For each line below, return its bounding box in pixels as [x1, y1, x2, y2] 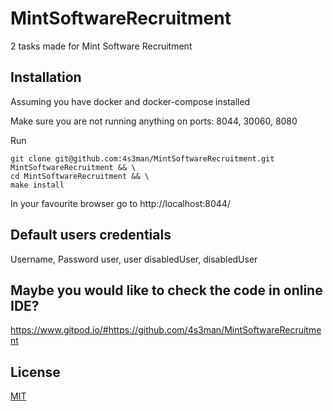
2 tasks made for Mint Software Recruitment [10, 40, 193, 52]
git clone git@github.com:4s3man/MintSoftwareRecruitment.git [10, 153, 275, 164]
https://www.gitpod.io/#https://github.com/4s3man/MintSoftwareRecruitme [10, 324, 322, 336]
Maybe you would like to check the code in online [10, 282, 323, 299]
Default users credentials [10, 227, 172, 244]
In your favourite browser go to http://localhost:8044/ [10, 197, 231, 209]
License [10, 363, 61, 381]
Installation [10, 69, 82, 86]
